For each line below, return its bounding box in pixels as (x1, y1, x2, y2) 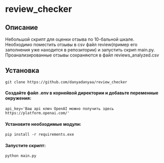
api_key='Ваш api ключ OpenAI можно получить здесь (5, 107, 114, 111)
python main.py (5, 154, 37, 159)
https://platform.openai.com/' (5, 110, 70, 116)
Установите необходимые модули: (5, 121, 82, 127)
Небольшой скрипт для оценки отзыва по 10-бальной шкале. (5, 36, 135, 42)
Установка (5, 66, 40, 75)
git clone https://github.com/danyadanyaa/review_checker (5, 79, 127, 85)
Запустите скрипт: (5, 142, 46, 148)
